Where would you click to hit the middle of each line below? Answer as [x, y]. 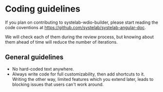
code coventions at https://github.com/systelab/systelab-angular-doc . [75, 27]
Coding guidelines [43, 9]
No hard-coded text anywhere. [43, 69]
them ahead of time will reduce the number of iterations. [62, 42]
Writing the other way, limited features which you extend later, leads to [83, 79]
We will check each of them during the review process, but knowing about [80, 37]
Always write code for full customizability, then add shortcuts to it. [78, 74]
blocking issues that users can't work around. [58, 84]
